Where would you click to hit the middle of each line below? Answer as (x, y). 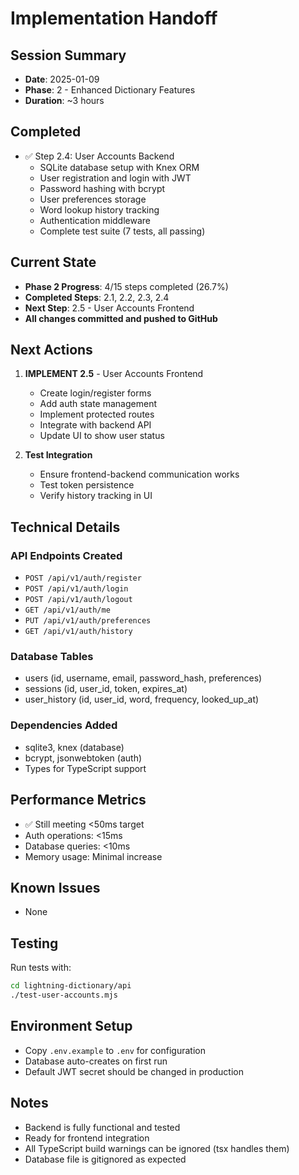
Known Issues (55, 887)
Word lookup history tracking (99, 209)
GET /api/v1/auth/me (67, 610)
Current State (53, 262)
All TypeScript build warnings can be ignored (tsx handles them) (157, 1148)
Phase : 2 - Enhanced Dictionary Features (110, 90)
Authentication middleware (95, 220)
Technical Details (65, 527)
